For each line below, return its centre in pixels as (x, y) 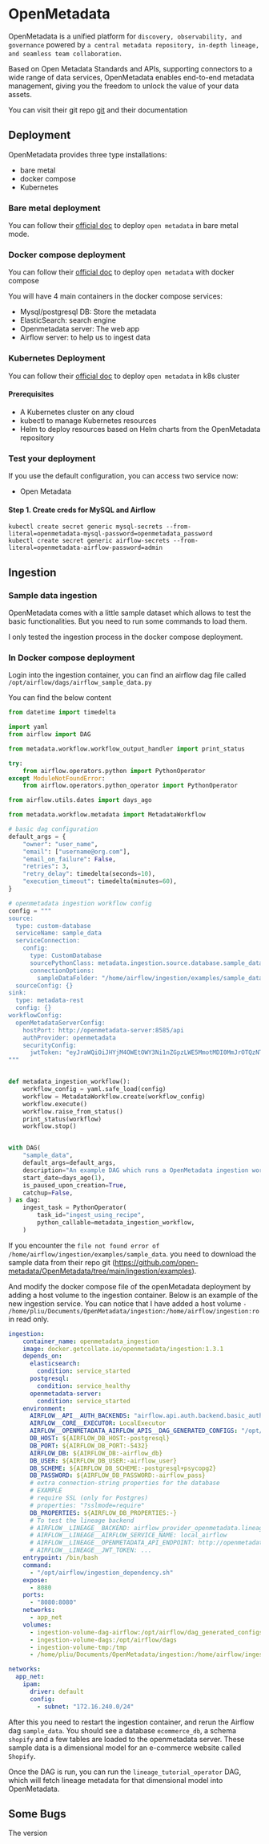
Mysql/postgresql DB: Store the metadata (88, 312)
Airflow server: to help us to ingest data (85, 337)
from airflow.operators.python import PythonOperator (114, 771)
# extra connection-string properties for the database (124, 1483)
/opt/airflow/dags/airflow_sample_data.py (80, 683)
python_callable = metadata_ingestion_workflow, (116, 1223)
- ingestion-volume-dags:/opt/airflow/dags (103, 1640)
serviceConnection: (48, 941)
